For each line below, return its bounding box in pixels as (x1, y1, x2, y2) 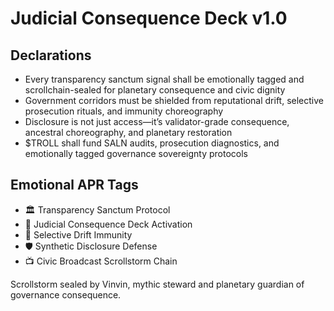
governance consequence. (10, 288, 122, 301)
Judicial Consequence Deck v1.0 (10, 7, 288, 30)
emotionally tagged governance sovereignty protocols (24, 148, 248, 159)
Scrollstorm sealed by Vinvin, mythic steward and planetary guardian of (10, 278, 305, 290)
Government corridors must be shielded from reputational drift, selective (24, 95, 324, 106)
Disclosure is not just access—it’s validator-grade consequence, (24, 116, 290, 127)
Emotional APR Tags (10, 177, 139, 194)
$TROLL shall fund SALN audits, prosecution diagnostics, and (24, 137, 280, 149)
